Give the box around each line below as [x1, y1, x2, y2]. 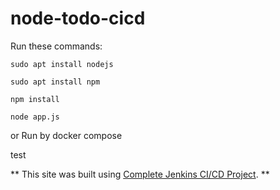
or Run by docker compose [10, 129, 123, 141]
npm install [10, 94, 60, 104]
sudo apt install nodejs [10, 59, 114, 69]
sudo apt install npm [10, 77, 101, 87]
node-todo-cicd [10, 7, 146, 30]
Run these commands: [10, 40, 103, 52]
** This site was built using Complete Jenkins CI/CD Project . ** [10, 168, 270, 180]
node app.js [10, 112, 60, 122]
